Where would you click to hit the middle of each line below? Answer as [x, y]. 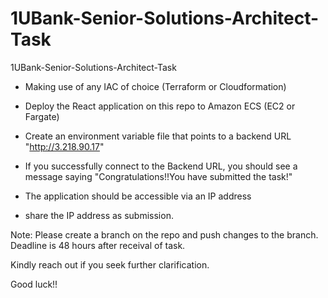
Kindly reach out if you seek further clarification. [110, 264]
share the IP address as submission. [99, 215]
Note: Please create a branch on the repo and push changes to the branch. [164, 234]
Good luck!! [34, 284]
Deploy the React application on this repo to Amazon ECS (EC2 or [160, 106]
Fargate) [42, 116]
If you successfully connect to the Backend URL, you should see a [161, 166]
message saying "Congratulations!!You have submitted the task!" [158, 176]
